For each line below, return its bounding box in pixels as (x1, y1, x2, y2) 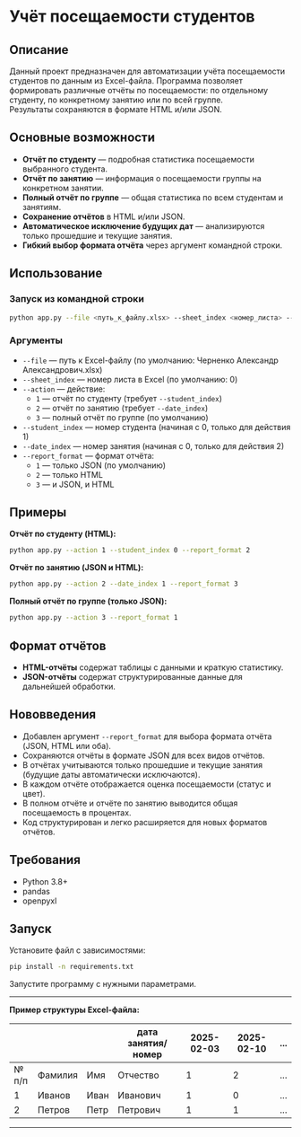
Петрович (117, 1104, 161, 1116)
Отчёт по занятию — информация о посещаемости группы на (21, 172, 262, 183)
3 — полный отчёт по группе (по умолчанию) (35, 411, 209, 423)
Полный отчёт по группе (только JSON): (9, 595, 168, 607)
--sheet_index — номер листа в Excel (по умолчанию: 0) (21, 374, 238, 384)
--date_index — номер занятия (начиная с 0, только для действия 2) (21, 440, 285, 451)
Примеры (9, 505, 67, 520)
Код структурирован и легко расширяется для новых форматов (21, 816, 268, 827)
